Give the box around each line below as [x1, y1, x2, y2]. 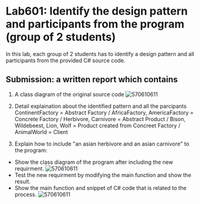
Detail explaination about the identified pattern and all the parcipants [14, 102, 187, 110]
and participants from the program [5, 17, 185, 31]
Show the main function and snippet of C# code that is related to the [14, 184, 187, 191]
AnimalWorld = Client [14, 128, 68, 135]
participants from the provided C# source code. [5, 57, 126, 64]
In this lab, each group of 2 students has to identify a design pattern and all [5, 50, 195, 57]
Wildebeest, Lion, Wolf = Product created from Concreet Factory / [14, 122, 180, 129]
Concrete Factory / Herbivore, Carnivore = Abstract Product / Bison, [14, 115, 186, 122]
